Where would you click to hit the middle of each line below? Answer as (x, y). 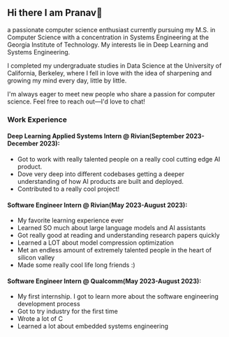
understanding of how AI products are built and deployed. (100, 181)
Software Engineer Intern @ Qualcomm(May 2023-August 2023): (104, 281)
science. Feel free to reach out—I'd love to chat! (76, 101)
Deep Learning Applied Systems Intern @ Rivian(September (96, 136)
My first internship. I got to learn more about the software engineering (118, 296)
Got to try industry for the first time (68, 311)
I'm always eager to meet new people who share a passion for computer (111, 94)
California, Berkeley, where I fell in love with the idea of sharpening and (110, 73)
